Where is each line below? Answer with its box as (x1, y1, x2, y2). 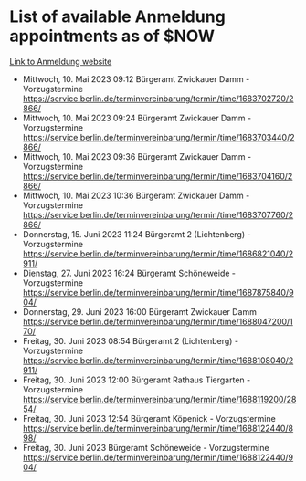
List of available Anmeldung (9, 6, 226, 27)
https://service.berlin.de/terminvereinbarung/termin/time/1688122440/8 (22, 423, 294, 434)
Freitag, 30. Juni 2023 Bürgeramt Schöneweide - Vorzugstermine (22, 442, 269, 453)
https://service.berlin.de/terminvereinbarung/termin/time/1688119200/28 (22, 393, 297, 404)
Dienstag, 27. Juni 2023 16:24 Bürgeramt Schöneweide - (22, 267, 236, 278)
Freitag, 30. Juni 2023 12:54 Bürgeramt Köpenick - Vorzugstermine (22, 413, 276, 423)
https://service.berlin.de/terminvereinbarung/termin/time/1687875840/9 (22, 287, 294, 298)
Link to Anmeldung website (9, 56, 112, 67)
